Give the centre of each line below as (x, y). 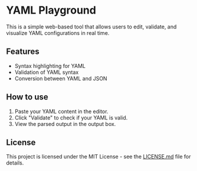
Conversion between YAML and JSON (61, 78)
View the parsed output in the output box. (65, 124)
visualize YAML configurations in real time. (58, 33)
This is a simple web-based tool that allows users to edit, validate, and (91, 27)
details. (15, 163)
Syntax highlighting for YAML (50, 66)
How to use (27, 97)
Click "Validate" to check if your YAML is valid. (71, 117)
